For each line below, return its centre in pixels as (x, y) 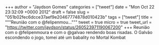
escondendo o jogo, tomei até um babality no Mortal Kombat (65, 37)
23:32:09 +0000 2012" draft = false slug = (47, 12)
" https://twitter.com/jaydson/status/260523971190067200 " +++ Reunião (77, 27)
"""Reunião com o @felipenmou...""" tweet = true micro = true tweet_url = (79, 22)
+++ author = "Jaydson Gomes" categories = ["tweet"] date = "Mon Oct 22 (80, 7)
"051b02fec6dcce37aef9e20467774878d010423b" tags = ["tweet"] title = (79, 17)
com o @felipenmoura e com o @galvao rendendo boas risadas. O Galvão (79, 32)
